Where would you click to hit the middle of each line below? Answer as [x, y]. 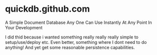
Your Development [24, 27]
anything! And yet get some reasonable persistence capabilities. [70, 47]
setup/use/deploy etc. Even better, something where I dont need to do [76, 42]
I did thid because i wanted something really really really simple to [72, 37]
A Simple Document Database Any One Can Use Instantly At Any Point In [78, 22]
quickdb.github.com [48, 9]
